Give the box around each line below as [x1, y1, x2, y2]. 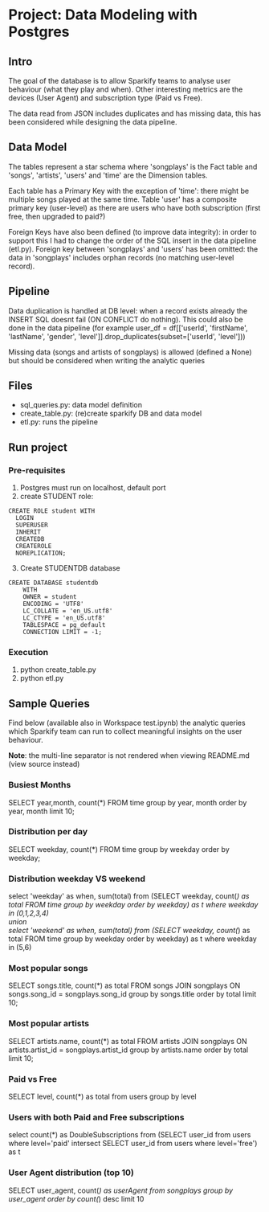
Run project [8, 440, 68, 454]
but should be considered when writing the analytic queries [8, 355, 206, 365]
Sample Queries [8, 697, 91, 710]
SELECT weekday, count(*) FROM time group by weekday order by [8, 844, 230, 854]
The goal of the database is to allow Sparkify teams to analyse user [8, 76, 231, 85]
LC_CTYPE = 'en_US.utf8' [22, 614, 106, 622]
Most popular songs [8, 963, 88, 974]
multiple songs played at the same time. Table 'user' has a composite [8, 194, 237, 204]
